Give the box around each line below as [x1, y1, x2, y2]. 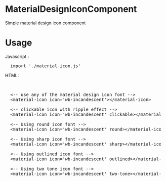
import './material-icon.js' [10, 63, 81, 69]
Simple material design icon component [5, 20, 86, 26]
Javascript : [5, 53, 29, 59]
